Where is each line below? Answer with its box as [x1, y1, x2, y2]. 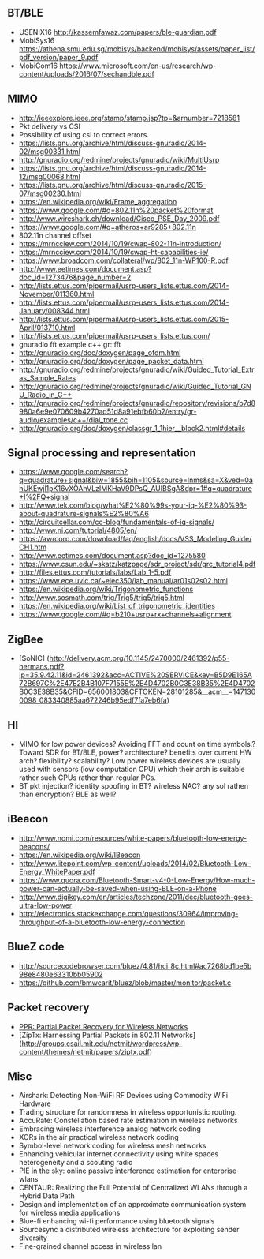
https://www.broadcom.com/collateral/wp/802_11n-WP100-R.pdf [18, 256, 229, 265]
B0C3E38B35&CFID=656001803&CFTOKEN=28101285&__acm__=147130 [18, 687, 256, 697]
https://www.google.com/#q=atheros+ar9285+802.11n [18, 222, 196, 231]
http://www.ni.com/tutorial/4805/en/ [18, 526, 137, 535]
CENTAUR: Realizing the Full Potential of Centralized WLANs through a [18, 1183, 248, 1193]
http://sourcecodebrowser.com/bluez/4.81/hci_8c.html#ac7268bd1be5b [18, 961, 252, 970]
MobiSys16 [18, 36, 55, 45]
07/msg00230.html [18, 189, 82, 198]
